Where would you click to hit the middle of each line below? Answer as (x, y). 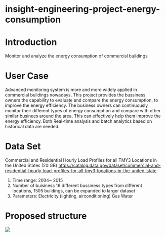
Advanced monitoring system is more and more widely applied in (71, 90)
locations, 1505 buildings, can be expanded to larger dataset (74, 191)
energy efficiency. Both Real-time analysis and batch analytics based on (79, 121)
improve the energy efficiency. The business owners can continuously (77, 105)
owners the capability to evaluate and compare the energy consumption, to (82, 100)
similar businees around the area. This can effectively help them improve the (83, 116)
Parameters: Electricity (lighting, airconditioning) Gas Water (73, 196)
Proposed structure (46, 216)
